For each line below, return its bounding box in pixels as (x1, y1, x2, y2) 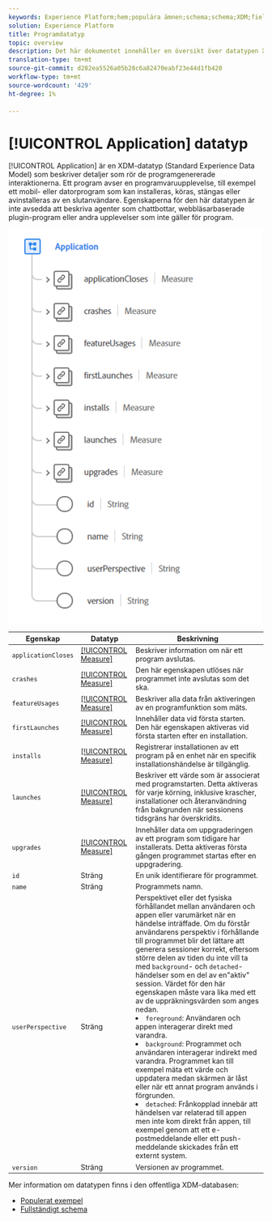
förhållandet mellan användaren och (135, 902, 256, 911)
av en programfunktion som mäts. (135, 702, 248, 712)
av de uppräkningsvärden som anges (135, 996, 259, 1006)
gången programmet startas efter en (135, 851, 257, 860)
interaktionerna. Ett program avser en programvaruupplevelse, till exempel (8, 178, 257, 188)
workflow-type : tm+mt (8, 73, 82, 81)
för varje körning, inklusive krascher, (135, 787, 257, 797)
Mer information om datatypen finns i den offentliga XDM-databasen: (8, 1180, 240, 1190)
